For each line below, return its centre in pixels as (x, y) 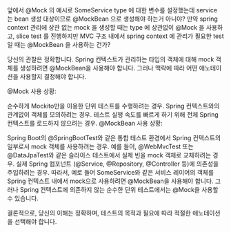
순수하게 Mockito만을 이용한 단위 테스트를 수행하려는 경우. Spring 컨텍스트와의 (113, 106)
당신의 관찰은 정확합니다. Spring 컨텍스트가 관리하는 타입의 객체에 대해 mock (111, 59)
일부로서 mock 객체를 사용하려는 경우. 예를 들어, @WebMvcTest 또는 (101, 146)
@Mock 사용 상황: (32, 91)
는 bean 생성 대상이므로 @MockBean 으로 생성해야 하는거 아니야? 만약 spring (113, 19)
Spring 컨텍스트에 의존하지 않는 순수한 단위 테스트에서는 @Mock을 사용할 (119, 190)
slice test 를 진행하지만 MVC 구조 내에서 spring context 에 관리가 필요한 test (120, 36)
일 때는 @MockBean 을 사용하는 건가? (59, 45)
